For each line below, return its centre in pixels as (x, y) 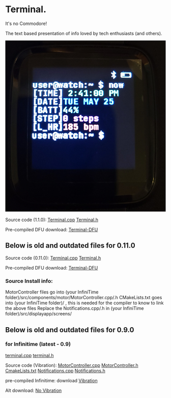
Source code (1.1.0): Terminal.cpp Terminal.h (52, 220)
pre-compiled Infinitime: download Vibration (51, 380)
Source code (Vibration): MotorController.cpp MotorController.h (72, 365)
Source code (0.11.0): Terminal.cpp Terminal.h (53, 258)
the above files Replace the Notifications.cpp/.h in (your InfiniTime (75, 308)
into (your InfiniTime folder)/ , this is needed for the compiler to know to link (84, 303)
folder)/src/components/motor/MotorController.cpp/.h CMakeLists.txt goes (84, 298)
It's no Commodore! (26, 23)
